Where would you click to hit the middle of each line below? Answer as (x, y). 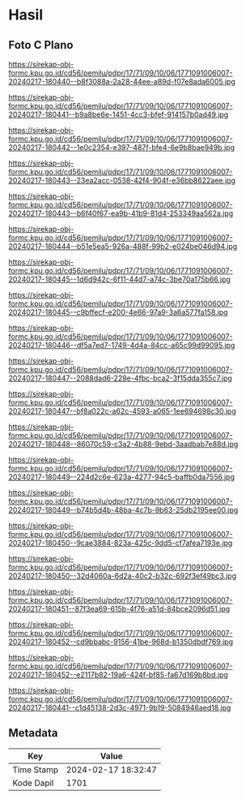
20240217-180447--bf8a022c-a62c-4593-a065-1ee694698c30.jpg (122, 411)
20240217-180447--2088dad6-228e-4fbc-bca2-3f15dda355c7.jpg (120, 378)
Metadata (33, 733)
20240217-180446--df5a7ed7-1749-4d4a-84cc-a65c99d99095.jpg (122, 345)
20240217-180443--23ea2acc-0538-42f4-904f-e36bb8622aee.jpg (122, 180)
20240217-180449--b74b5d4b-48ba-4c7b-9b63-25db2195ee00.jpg (123, 510)
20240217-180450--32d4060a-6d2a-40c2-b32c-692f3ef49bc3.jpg (123, 576)
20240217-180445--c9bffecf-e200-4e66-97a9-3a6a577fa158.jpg (118, 312)
